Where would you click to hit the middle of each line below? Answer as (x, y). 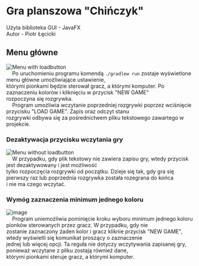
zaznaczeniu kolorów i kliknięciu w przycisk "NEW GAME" (78, 92)
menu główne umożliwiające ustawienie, (56, 79)
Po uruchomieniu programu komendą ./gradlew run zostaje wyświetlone (102, 73)
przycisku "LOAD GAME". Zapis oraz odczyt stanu (68, 111)
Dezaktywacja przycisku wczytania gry (65, 140)
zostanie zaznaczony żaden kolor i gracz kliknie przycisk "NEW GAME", (94, 231)
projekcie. (19, 124)
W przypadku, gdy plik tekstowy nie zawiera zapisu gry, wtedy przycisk (100, 159)
